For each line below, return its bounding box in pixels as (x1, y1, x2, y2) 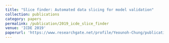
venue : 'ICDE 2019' (5, 26, 46, 31)
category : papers (5, 16, 42, 21)
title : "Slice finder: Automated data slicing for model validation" (5, 7, 154, 12)
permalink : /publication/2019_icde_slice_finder (5, 21, 109, 26)
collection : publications (5, 12, 59, 17)
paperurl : (5, 30, 26, 35)
